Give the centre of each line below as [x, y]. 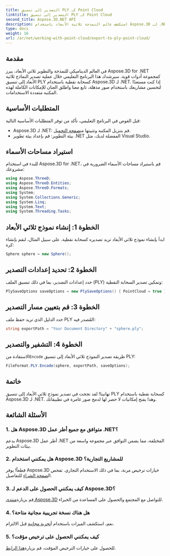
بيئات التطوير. [19, 446]
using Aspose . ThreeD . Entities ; [39, 183]
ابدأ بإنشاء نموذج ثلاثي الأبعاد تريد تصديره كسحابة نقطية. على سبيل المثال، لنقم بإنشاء [85, 240]
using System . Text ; [26, 207]
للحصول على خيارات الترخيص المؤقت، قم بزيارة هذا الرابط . [61, 548]
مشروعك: [15, 169]
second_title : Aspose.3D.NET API [41, 19]
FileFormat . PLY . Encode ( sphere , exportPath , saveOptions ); [68, 366]
